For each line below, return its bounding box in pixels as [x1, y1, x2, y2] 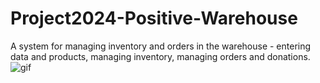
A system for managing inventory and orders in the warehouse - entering [10, 40, 312, 52]
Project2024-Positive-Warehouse [10, 7, 298, 30]
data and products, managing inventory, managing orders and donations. [10, 50, 311, 62]
